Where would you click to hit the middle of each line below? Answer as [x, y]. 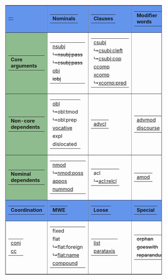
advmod [146, 120]
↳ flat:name [66, 255]
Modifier [147, 15]
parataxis [104, 251]
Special [146, 210]
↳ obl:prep [65, 120]
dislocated [65, 144]
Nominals [64, 18]
